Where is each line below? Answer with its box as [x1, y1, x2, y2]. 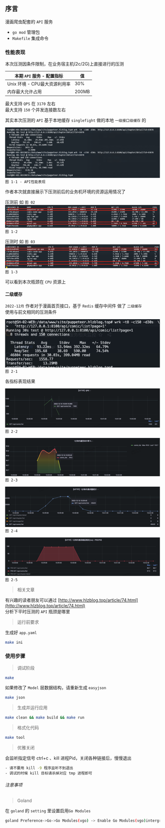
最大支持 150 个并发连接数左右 [5, 106, 66, 112]
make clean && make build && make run [5, 715, 84, 720]
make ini [5, 640, 23, 645]
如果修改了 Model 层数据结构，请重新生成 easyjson [5, 685, 107, 691]
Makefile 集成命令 [12, 35, 49, 41]
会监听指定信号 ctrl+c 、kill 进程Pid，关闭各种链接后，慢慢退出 [5, 755, 132, 761]
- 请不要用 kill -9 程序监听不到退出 [5, 765, 74, 771]
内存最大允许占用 [7, 89, 42, 95]
